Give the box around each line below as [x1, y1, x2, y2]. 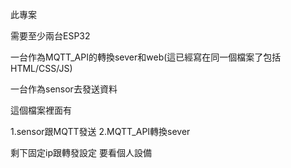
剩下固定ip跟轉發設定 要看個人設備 [10, 147, 152, 158]
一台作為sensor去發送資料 [10, 83, 118, 95]
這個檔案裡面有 [10, 104, 72, 116]
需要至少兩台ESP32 [10, 30, 91, 42]
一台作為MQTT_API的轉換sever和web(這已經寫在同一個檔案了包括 [10, 51, 282, 63]
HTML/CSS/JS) [10, 63, 73, 74]
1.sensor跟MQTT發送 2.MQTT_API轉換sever [10, 126, 191, 137]
